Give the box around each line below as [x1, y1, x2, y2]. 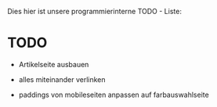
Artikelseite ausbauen [18, 59, 89, 69]
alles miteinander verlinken [18, 74, 107, 84]
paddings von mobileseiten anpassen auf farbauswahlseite [18, 90, 209, 99]
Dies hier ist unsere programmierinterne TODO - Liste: [7, 7, 182, 16]
